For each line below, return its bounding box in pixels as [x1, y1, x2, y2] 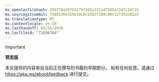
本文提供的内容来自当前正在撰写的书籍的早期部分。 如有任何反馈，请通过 [5, 65, 155, 71]
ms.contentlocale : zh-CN [5, 21, 57, 26]
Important [5, 44, 25, 50]
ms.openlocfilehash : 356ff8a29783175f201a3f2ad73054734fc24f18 [5, 7, 139, 12]
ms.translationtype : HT [5, 16, 55, 21]
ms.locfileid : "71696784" [5, 30, 59, 35]
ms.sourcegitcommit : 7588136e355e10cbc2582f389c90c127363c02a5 [5, 12, 139, 17]
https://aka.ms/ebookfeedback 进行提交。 [5, 71, 91, 77]
